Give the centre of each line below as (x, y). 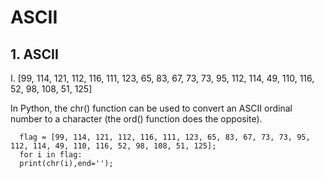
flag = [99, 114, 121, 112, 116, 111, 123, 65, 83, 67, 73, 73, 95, (165, 137)
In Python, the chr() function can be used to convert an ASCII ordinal (151, 108)
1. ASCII (34, 54)
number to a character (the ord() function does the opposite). (136, 119)
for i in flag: (51, 155)
